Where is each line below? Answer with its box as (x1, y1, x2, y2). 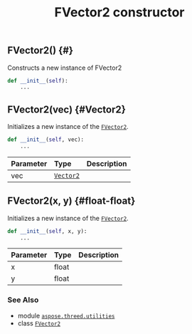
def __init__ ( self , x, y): (7, 227, 87, 235)
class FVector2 (17, 318, 61, 328)
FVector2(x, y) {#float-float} (7, 195, 136, 207)
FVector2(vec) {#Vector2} (7, 103, 127, 115)
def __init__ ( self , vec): (7, 136, 84, 143)
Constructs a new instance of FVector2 (7, 63, 122, 72)
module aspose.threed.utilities (17, 311, 115, 320)
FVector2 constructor (54, 4, 185, 21)
